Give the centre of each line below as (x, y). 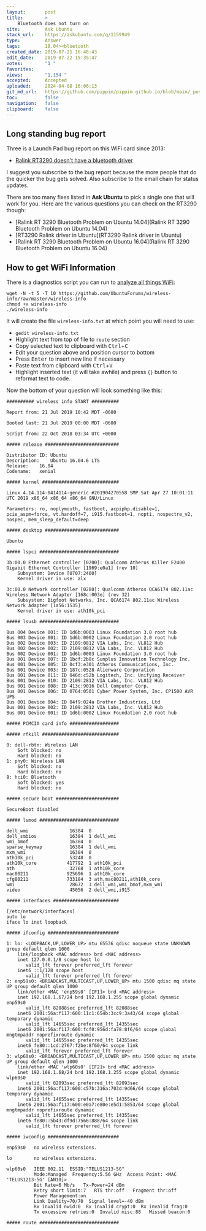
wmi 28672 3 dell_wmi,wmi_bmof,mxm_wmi (85, 885)
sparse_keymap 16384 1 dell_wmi (61, 847)
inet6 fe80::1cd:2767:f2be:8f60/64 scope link (78, 1046)
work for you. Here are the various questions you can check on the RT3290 (102, 204)
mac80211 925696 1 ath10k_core (65, 874)
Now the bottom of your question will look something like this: (84, 391)
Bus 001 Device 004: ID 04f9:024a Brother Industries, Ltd (83, 702)
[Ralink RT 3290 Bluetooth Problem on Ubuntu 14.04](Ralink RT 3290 (102, 222)
